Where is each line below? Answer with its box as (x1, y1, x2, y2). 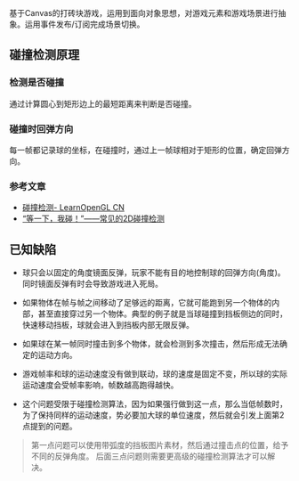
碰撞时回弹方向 (9, 123, 74, 135)
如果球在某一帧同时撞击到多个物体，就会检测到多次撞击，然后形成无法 (21, 338, 280, 349)
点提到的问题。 (21, 421, 77, 432)
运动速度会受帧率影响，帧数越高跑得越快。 (21, 379, 179, 390)
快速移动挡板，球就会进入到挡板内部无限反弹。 (21, 320, 194, 330)
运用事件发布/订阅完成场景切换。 (24, 19, 145, 29)
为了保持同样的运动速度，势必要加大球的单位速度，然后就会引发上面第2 (21, 410, 285, 420)
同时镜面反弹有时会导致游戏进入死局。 (21, 279, 163, 289)
